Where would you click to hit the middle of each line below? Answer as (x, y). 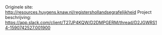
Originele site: (19, 7)
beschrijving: (18, 17)
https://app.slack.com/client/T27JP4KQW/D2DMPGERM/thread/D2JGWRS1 (81, 22)
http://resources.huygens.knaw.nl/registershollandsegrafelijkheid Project (78, 12)
